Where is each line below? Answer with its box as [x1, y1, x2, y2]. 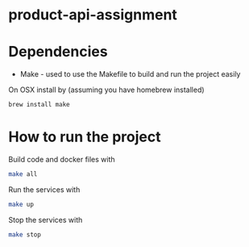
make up [8, 200, 35, 208]
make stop [8, 230, 42, 239]
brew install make [8, 101, 70, 109]
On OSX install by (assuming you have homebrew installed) [8, 85, 205, 94]
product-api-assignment [8, 6, 177, 24]
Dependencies [8, 43, 108, 61]
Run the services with [8, 184, 81, 195]
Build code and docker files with [8, 154, 115, 164]
